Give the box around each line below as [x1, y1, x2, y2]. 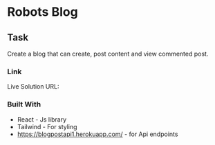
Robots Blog [7, 4, 78, 20]
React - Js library [17, 115, 67, 124]
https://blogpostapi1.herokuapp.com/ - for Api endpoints [17, 130, 178, 138]
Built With [7, 100, 41, 109]
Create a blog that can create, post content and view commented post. [7, 49, 209, 58]
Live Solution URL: [7, 82, 59, 91]
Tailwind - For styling [17, 122, 77, 131]
